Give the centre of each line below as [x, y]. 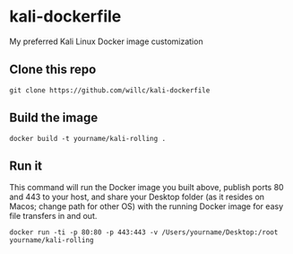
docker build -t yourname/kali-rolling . [88, 138]
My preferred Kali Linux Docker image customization [106, 41]
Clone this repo [53, 70]
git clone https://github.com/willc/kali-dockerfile [110, 90]
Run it [26, 166]
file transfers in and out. [53, 216]
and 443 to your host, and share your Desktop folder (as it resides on [137, 197]
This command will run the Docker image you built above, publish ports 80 [146, 188]
